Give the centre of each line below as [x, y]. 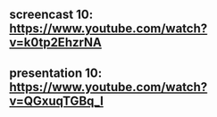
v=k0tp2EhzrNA [56, 42]
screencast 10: [51, 15]
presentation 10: [56, 73]
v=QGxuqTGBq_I [57, 100]
